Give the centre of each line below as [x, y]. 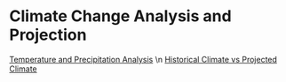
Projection [48, 35]
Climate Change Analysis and [121, 16]
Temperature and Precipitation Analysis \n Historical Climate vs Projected [143, 59]
